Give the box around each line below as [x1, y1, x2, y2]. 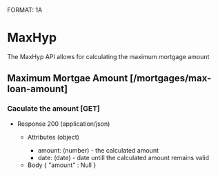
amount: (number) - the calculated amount [37, 146, 159, 154]
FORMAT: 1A [7, 6, 43, 14]
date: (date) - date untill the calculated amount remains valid [37, 153, 209, 162]
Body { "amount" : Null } [27, 161, 97, 169]
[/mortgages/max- [130, 72, 212, 85]
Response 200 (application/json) [17, 120, 110, 128]
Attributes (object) [27, 133, 79, 141]
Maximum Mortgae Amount [7, 72, 128, 85]
